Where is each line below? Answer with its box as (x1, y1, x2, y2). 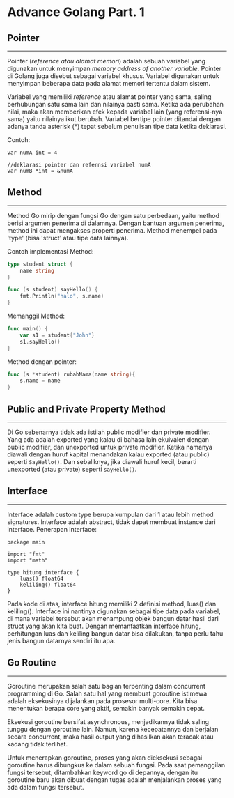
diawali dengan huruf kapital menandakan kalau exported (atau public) (7, 450, 210, 459)
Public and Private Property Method (7, 403, 166, 415)
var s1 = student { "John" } (19, 332, 95, 339)
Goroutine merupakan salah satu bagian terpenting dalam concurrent (7, 682, 205, 690)
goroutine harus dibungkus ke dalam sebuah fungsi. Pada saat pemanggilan (7, 760, 225, 769)
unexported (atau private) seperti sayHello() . (7, 465, 137, 473)
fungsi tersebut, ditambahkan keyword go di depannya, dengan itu (7, 768, 198, 776)
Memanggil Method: (7, 312, 65, 321)
